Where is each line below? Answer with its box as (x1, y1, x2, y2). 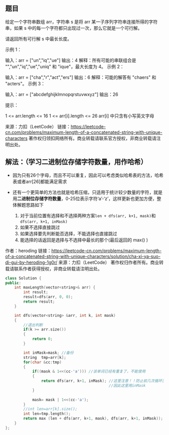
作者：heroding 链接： (5, 248, 52, 254)
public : (5, 280, 22, 285)
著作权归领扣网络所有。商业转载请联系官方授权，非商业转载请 (28, 135, 157, 141)
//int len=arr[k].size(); (23, 407, 78, 412)
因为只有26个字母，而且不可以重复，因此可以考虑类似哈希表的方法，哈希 (12, 172, 164, 178)
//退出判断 (23, 322, 43, 327)
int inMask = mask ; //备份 (23, 350, 74, 355)
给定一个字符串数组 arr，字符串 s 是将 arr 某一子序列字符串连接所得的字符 (5, 19, 158, 25)
